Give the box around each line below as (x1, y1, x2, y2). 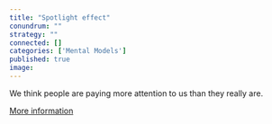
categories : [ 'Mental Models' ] (9, 47, 127, 56)
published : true (9, 55, 70, 64)
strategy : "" (9, 30, 59, 39)
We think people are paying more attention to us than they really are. (9, 87, 264, 99)
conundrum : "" (9, 22, 63, 31)
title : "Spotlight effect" (9, 13, 111, 22)
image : (9, 64, 34, 73)
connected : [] (9, 38, 63, 48)
